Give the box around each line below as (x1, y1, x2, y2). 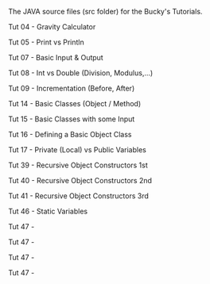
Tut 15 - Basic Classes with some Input (8, 114, 135, 124)
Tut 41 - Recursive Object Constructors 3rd (8, 191, 150, 201)
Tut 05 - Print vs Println (8, 37, 85, 47)
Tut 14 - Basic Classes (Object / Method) (8, 99, 142, 108)
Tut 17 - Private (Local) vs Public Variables (8, 145, 147, 154)
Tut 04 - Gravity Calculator (8, 22, 96, 31)
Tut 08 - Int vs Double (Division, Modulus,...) (8, 68, 154, 78)
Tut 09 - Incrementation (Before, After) (8, 83, 135, 93)
